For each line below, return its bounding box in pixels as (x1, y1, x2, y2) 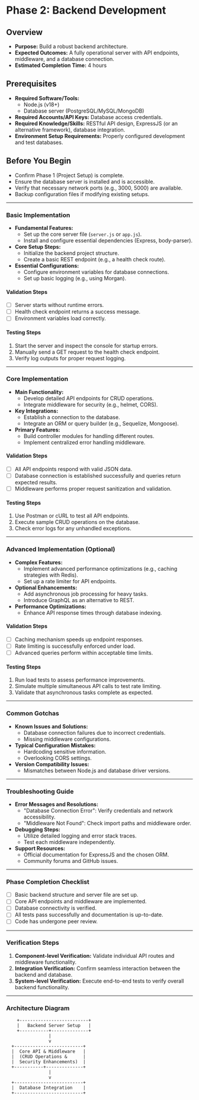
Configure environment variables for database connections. (23, 268, 169, 276)
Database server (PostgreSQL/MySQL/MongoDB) (23, 107, 145, 114)
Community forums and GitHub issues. (23, 857, 118, 864)
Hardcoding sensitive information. (23, 748, 107, 755)
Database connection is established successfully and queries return (14, 472, 181, 479)
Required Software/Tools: (14, 94, 80, 101)
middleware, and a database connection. (14, 56, 114, 62)
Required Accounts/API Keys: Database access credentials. (14, 113, 163, 120)
